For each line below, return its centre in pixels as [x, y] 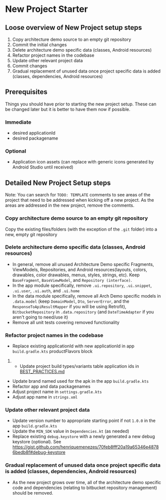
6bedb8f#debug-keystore [39, 452]
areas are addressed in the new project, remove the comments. [70, 205]
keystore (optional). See [37, 442]
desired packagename [35, 138]
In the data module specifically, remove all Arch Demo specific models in [86, 296]
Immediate [18, 122]
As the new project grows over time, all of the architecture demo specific [87, 482]
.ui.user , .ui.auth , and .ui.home [46, 291]
